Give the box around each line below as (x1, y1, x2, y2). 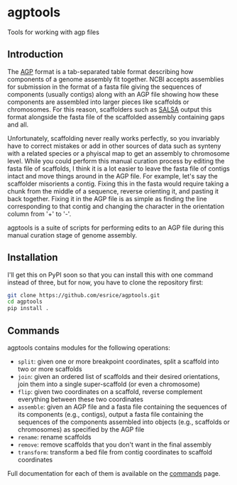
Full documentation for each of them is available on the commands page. (7, 469, 221, 477)
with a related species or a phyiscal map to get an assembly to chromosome (7, 149, 231, 157)
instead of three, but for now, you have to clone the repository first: (7, 278, 204, 287)
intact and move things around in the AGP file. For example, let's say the (7, 171, 218, 180)
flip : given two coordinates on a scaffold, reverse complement (17, 388, 203, 395)
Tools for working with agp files (7, 28, 99, 36)
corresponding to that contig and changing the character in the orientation (7, 202, 225, 210)
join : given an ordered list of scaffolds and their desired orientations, (17, 373, 220, 380)
